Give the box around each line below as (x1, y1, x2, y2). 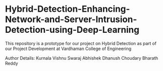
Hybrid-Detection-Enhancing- (5, 3, 130, 15)
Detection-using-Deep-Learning (5, 24, 140, 35)
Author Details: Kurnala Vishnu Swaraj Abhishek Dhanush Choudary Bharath (5, 55, 159, 61)
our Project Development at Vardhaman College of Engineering (5, 46, 132, 51)
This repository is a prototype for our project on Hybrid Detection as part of (5, 40, 157, 46)
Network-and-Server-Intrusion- (5, 14, 138, 25)
